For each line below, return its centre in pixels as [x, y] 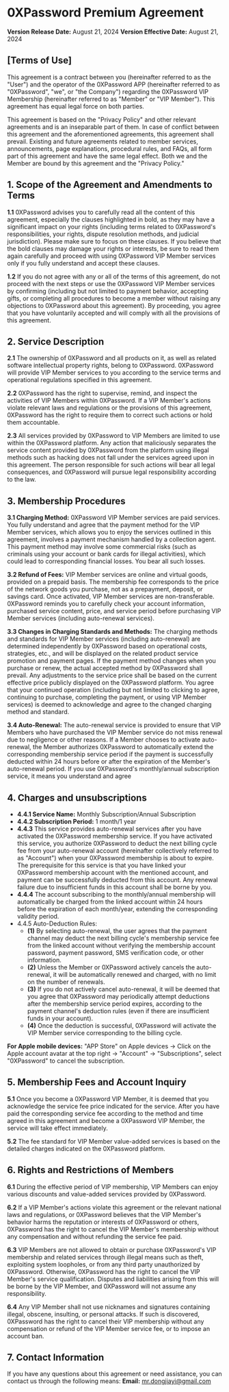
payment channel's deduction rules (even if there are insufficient [118, 1011]
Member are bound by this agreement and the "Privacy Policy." [96, 163]
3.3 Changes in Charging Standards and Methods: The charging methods [112, 632]
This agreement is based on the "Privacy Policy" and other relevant [102, 119]
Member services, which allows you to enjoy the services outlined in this [109, 532]
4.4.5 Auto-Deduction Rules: [57, 923]
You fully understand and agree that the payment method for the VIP [104, 525]
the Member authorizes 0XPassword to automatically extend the [123, 747]
